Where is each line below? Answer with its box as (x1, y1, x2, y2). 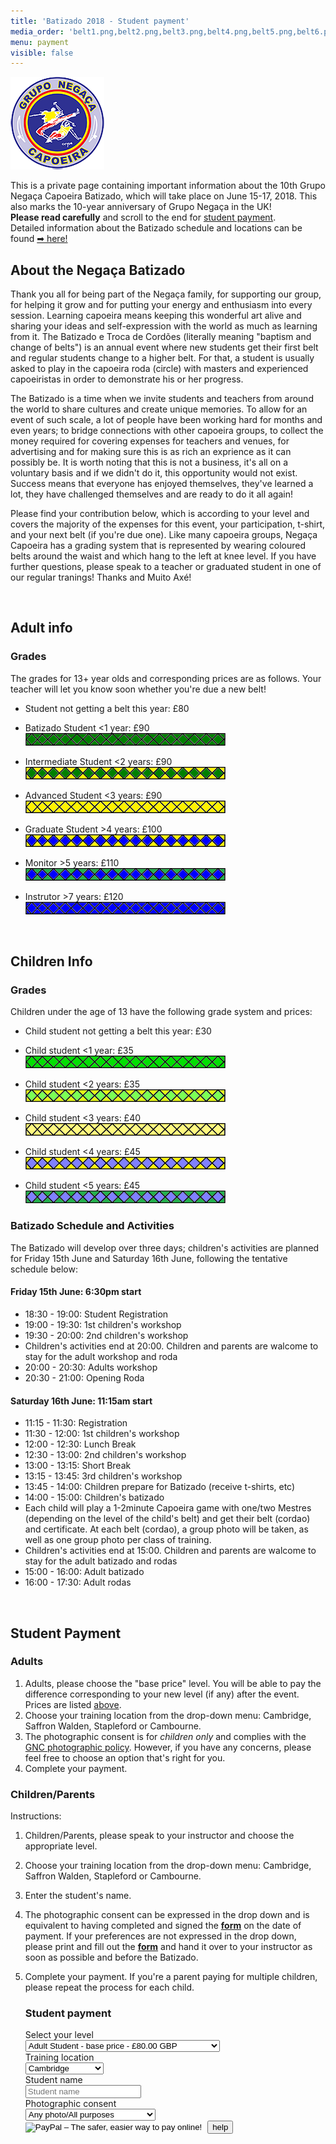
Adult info (10, 620, 73, 637)
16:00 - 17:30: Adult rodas (24, 1576, 132, 1589)
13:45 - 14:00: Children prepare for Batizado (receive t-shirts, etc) (24, 1481, 296, 1493)
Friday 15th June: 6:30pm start (10, 1286, 142, 1298)
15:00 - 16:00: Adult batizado (24, 1566, 145, 1578)
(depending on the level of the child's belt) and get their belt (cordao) (24, 1513, 311, 1525)
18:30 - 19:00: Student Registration (24, 1308, 169, 1320)
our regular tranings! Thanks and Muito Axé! (10, 571, 192, 584)
